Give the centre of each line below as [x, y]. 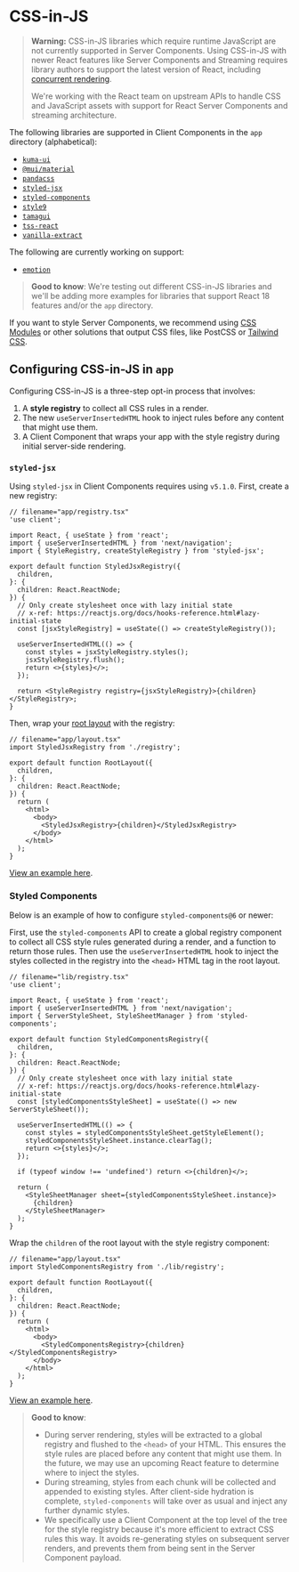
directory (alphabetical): [53, 142]
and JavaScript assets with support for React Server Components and [159, 105]
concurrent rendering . [72, 78]
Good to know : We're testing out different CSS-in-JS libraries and [151, 286]
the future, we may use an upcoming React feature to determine [162, 1463]
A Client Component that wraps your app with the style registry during [151, 436]
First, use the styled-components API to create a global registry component [145, 933]
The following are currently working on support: [97, 252]
